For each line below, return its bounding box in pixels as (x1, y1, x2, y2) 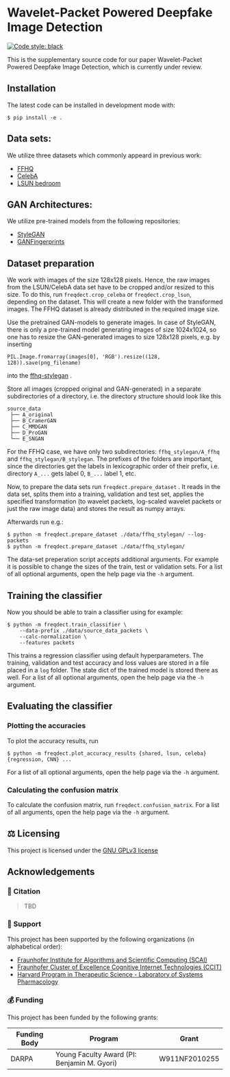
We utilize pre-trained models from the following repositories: (7, 217, 180, 225)
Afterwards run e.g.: (7, 518, 64, 526)
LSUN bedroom (16, 179, 61, 187)
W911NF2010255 (158, 1054, 220, 1064)
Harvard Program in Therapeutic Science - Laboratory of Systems (16, 970, 203, 978)
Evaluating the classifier (7, 701, 113, 712)
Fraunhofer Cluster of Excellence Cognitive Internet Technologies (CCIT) (16, 963, 222, 971)
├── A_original (10, 411, 53, 418)
